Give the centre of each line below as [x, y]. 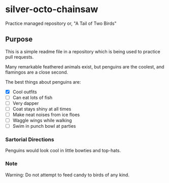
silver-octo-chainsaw [52, 9]
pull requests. [20, 57]
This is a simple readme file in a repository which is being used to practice [83, 51]
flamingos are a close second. [37, 72]
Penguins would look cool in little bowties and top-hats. [63, 151]
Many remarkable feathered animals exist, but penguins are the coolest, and [85, 66]
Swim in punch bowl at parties [44, 126]
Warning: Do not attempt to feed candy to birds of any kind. [67, 175]
